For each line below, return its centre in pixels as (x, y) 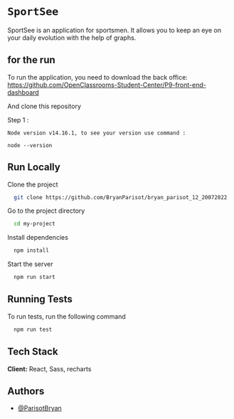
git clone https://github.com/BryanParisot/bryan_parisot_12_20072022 (121, 197)
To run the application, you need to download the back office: (98, 77)
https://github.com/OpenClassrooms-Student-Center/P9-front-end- (107, 85)
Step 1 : (18, 120)
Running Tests (40, 299)
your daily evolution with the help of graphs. (72, 38)
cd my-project (34, 224)
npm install (32, 250)
